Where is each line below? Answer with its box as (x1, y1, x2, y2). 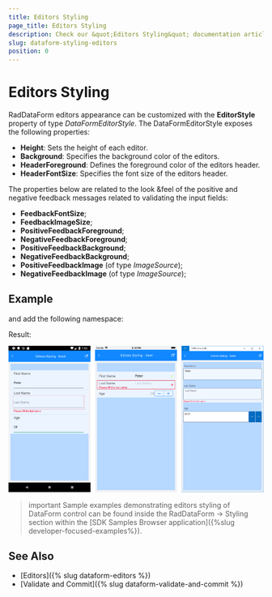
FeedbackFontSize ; (19, 209, 87, 219)
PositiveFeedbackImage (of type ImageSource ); (19, 260, 184, 271)
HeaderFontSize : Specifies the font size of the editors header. (19, 168, 228, 178)
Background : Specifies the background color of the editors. (19, 151, 220, 161)
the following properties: (8, 127, 91, 137)
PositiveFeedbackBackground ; (19, 243, 126, 253)
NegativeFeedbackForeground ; (19, 235, 128, 245)
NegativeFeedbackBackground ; (19, 252, 130, 262)
